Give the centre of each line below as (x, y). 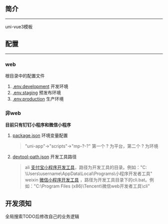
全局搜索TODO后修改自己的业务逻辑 (42, 216)
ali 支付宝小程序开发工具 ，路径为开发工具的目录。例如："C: (86, 167)
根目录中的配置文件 (25, 75)
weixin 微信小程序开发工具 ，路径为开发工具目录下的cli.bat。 (87, 180)
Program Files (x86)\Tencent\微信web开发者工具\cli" (96, 186)
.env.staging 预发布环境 (37, 92)
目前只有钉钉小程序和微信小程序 (38, 125)
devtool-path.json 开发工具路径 (44, 157)
